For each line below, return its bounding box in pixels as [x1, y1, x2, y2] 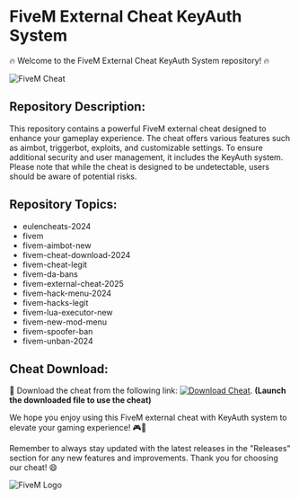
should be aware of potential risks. [9, 171, 137, 182]
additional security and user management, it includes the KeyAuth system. [9, 151, 284, 163]
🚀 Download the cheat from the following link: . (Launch [9, 385, 286, 397]
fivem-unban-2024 [22, 335, 93, 346]
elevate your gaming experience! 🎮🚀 [9, 423, 147, 433]
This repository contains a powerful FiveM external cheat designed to [9, 123, 267, 134]
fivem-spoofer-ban [22, 325, 93, 336]
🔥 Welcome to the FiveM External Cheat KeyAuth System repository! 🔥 [9, 55, 270, 66]
